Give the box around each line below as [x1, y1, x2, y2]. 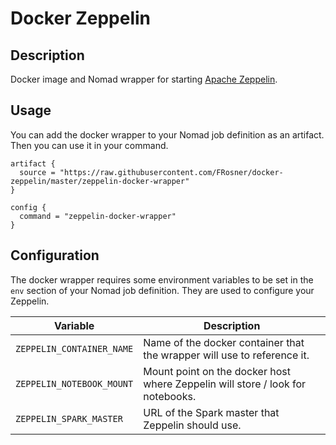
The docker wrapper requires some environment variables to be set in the [10, 273, 314, 286]
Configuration [10, 247, 100, 264]
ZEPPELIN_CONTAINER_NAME [15, 343, 134, 354]
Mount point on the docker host [143, 364, 291, 378]
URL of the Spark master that [143, 405, 280, 419]
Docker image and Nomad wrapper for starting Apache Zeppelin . [10, 73, 278, 85]
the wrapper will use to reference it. [143, 348, 310, 362]
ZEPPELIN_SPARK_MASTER [15, 413, 123, 424]
